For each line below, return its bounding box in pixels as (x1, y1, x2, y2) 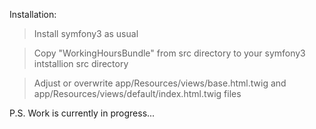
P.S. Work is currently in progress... (9, 107, 156, 119)
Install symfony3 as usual (33, 28, 139, 39)
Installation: (9, 9, 57, 20)
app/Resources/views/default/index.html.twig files (33, 88, 242, 99)
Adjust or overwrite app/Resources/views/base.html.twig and (33, 77, 287, 89)
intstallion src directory (33, 58, 129, 69)
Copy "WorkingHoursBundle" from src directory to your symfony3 (33, 47, 306, 59)
